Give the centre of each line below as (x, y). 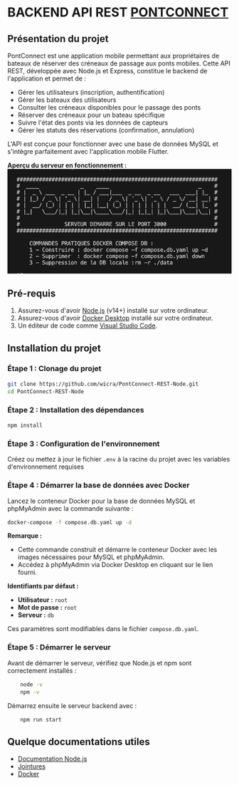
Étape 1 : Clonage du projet (54, 368)
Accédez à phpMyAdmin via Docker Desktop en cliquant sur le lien (115, 565)
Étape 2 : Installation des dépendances (76, 410)
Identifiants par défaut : (43, 586)
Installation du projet (54, 348)
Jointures (32, 766)
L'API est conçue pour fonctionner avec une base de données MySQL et (113, 144)
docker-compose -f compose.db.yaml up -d (70, 522)
